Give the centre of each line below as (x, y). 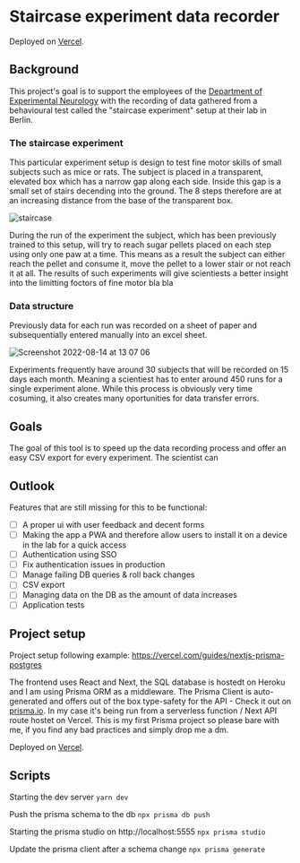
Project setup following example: (69, 655)
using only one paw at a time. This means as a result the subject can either (147, 255)
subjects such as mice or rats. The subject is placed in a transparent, (137, 172)
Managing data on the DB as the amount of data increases (129, 595)
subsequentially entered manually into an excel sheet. (108, 335)
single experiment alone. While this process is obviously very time (131, 389)
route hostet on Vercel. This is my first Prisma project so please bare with (145, 721)
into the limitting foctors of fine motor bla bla (91, 283)
